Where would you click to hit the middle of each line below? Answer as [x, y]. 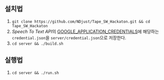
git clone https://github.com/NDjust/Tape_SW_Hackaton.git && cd [81, 21]
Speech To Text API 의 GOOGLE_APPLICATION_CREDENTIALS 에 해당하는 [85, 31]
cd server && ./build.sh [38, 44]
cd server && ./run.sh [35, 73]
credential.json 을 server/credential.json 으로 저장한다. [69, 38]
